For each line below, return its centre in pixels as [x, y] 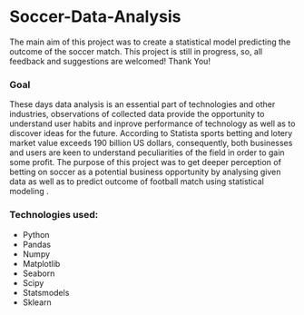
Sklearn [37, 302]
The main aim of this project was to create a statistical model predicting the [150, 42]
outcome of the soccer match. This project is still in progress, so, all [136, 51]
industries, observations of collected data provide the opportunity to [137, 114]
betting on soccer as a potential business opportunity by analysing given [145, 172]
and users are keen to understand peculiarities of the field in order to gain [147, 153]
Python [36, 234]
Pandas [37, 244]
